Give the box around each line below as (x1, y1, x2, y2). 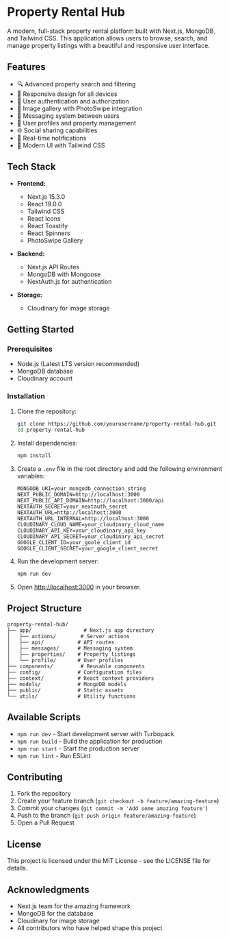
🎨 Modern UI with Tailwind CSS (16, 141, 105, 149)
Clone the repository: (16, 407, 77, 415)
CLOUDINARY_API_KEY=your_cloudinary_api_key (16, 527, 146, 535)
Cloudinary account (16, 374, 73, 382)
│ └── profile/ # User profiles (7, 657, 124, 663)
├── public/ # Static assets (7, 687, 124, 694)
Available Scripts (7, 711, 81, 723)
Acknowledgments (7, 883, 90, 895)
